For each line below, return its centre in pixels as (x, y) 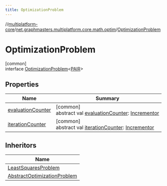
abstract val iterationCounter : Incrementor (105, 127)
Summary (107, 98)
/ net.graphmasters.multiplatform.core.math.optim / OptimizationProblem (87, 29)
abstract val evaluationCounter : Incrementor (107, 113)
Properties (22, 84)
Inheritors (21, 145)
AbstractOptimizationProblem (42, 176)
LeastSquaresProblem (34, 168)
